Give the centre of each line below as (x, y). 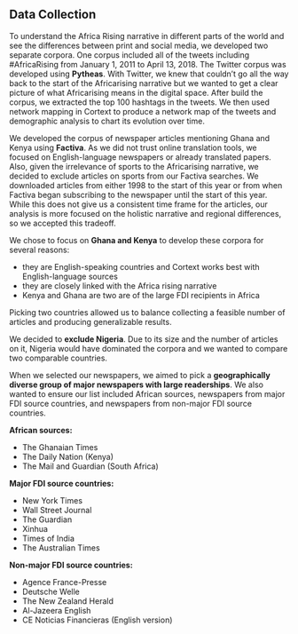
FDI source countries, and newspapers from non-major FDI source (131, 403)
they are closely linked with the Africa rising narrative (119, 285)
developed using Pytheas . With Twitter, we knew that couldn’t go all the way (149, 74)
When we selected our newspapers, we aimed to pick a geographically (140, 375)
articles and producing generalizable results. (90, 321)
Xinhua (35, 528)
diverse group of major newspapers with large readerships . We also (137, 384)
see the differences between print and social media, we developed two (139, 45)
